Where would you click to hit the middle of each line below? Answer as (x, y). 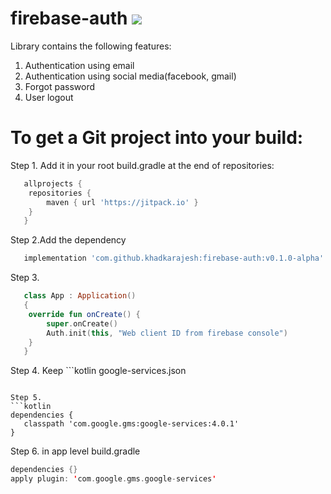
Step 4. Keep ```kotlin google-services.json (98, 371)
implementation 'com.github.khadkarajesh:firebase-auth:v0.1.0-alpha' (174, 258)
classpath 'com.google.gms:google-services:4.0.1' (131, 424)
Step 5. (26, 398)
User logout (49, 97)
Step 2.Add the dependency (68, 240)
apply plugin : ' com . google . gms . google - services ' (113, 479)
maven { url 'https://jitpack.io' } (122, 202)
